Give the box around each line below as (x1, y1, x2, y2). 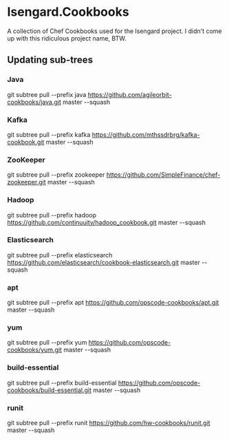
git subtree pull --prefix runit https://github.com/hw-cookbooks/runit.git (7, 419, 211, 427)
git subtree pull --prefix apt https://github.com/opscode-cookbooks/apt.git (7, 299, 219, 307)
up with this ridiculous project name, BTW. (7, 34, 127, 42)
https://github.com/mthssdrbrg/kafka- (91, 130, 201, 138)
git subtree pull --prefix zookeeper (7, 171, 105, 179)
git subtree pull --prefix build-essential (7, 378, 117, 387)
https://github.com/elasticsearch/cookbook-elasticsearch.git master (7, 258, 201, 266)
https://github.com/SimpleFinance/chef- (106, 171, 221, 179)
